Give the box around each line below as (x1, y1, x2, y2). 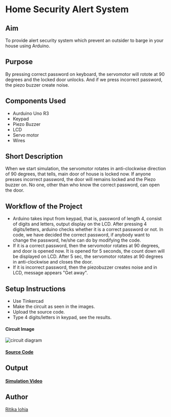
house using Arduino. (5, 43, 50, 49)
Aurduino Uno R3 (12, 110, 50, 116)
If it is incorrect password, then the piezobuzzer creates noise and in (12, 264, 157, 271)
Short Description (5, 152, 63, 161)
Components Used (5, 97, 66, 106)
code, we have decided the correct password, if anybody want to (12, 232, 151, 238)
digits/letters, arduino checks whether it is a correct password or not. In (12, 226, 163, 232)
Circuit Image (5, 326, 35, 332)
